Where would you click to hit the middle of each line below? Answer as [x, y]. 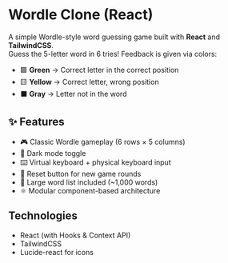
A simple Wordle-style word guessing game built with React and [114, 37]
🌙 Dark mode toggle [53, 153]
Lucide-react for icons [57, 252]
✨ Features [36, 122]
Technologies [43, 216]
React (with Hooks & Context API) [75, 235]
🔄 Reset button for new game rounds [80, 173]
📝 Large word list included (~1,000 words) [89, 182]
